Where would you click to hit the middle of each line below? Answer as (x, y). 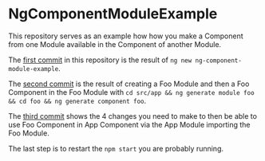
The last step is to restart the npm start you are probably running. (116, 148)
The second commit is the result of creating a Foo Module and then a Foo (129, 84)
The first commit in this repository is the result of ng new (100, 60)
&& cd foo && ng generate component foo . (77, 100)
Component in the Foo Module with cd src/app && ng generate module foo (131, 92)
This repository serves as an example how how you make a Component (126, 36)
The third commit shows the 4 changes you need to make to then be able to (133, 116)
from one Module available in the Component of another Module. (115, 44)
